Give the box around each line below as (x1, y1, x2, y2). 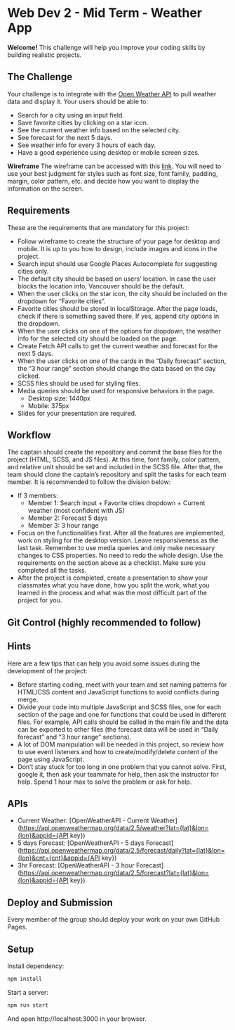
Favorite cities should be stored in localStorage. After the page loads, (17, 304, 218, 312)
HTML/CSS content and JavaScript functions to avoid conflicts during (17, 687, 220, 696)
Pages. (7, 923, 27, 932)
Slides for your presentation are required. (17, 409, 137, 417)
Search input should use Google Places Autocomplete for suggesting (17, 259, 217, 268)
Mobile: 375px (27, 401, 69, 409)
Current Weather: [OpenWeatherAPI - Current (17, 816, 149, 825)
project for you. (17, 596, 62, 604)
